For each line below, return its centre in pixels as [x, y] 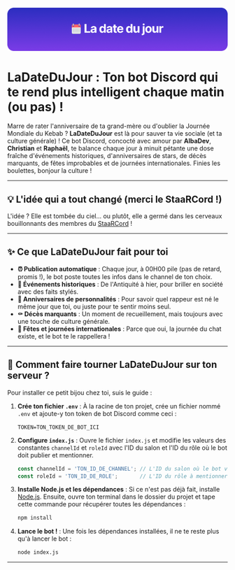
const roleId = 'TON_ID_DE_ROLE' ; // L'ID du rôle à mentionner [122, 476]
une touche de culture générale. [64, 321]
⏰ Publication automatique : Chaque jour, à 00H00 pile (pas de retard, [120, 269]
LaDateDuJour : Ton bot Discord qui [113, 77]
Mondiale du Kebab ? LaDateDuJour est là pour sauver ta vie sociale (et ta [115, 134]
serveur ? [29, 376]
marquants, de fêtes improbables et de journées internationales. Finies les [114, 163]
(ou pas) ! [36, 107]
